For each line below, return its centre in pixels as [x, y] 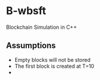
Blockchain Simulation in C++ [42, 27]
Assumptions [31, 46]
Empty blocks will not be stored [52, 59]
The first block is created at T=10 [54, 66]
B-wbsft [26, 11]
